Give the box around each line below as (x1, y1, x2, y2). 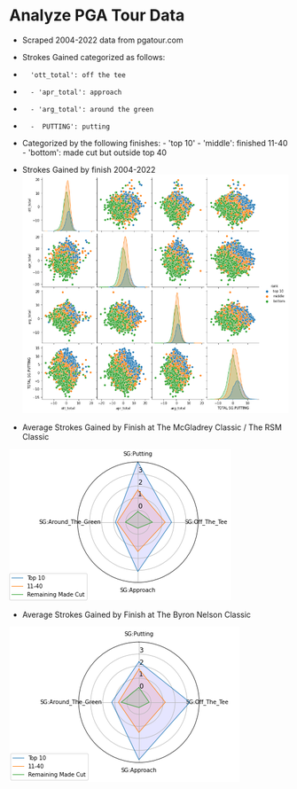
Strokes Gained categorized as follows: (21, 51, 166, 62)
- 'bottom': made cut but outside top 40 (21, 147, 167, 158)
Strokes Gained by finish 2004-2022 (21, 164, 156, 175)
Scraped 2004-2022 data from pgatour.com (21, 35, 184, 45)
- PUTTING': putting (30, 121, 111, 131)
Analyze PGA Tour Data (9, 5, 185, 26)
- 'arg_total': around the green (30, 105, 154, 113)
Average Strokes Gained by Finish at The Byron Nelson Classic (21, 609, 251, 620)
